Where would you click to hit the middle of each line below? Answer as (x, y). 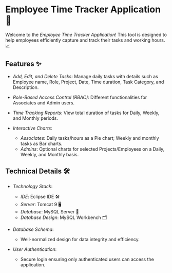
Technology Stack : (33, 186)
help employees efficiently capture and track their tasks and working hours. (85, 40)
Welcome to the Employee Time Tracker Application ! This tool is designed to (86, 34)
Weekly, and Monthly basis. (50, 154)
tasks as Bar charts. (41, 143)
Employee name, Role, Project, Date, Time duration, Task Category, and (88, 82)
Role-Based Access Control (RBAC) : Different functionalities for (80, 97)
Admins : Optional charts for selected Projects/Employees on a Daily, (92, 149)
